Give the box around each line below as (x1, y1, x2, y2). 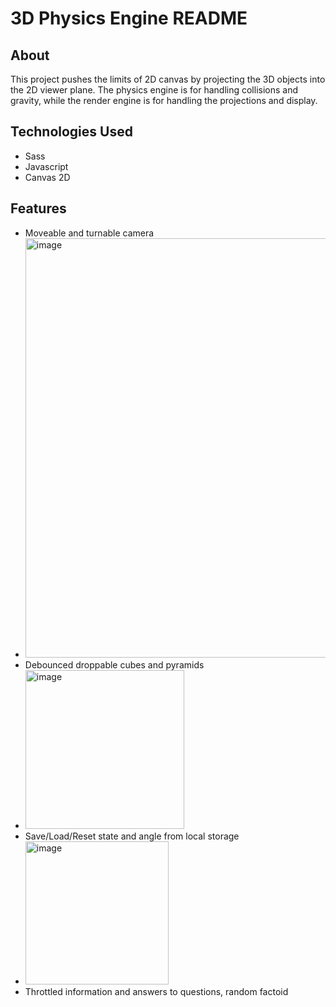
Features (10, 200, 67, 217)
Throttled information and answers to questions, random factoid (24, 985, 289, 997)
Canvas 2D (24, 171, 71, 183)
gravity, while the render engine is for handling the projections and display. (10, 95, 318, 106)
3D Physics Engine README (10, 7, 248, 30)
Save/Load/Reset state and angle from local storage (24, 830, 240, 842)
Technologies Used (10, 123, 133, 141)
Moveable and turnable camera (24, 227, 155, 239)
